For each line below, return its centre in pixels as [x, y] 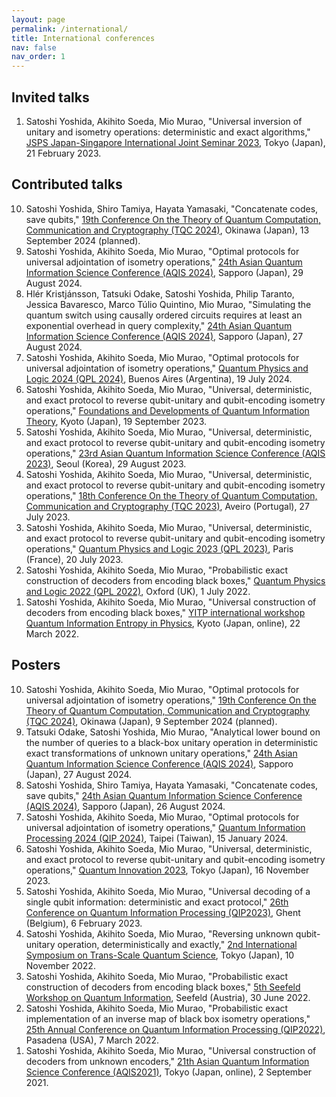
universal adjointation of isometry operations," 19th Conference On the [171, 700]
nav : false [34, 47]
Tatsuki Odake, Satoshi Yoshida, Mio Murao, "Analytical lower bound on [173, 732]
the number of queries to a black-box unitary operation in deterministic [172, 742]
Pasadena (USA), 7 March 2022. [92, 1040]
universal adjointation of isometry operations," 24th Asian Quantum [164, 262]
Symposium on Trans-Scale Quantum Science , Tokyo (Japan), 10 [160, 955]
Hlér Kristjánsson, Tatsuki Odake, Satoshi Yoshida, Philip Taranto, [160, 293]
